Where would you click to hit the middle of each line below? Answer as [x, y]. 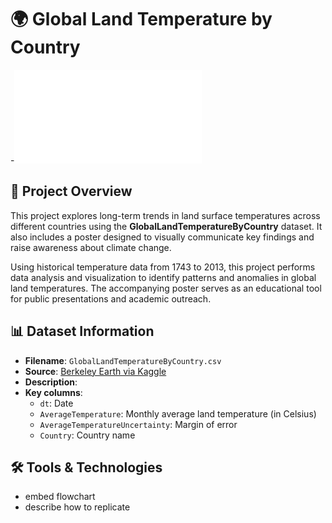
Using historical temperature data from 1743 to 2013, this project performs [163, 267]
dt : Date [56, 403]
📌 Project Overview [71, 191]
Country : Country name [87, 435]
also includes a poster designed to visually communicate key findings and [162, 237]
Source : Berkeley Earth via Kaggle [95, 371]
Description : [51, 382]
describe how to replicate [77, 507]
